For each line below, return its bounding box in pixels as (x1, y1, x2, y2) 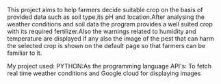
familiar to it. (7, 49, 42, 57)
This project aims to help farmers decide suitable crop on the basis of (7, 6, 203, 14)
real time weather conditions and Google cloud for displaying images (7, 69, 201, 77)
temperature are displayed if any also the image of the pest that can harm (7, 35, 214, 43)
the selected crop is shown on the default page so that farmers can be (7, 42, 206, 49)
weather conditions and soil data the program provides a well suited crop (7, 20, 213, 28)
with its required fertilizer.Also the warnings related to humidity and (7, 27, 196, 35)
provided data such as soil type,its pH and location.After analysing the (7, 13, 205, 21)
